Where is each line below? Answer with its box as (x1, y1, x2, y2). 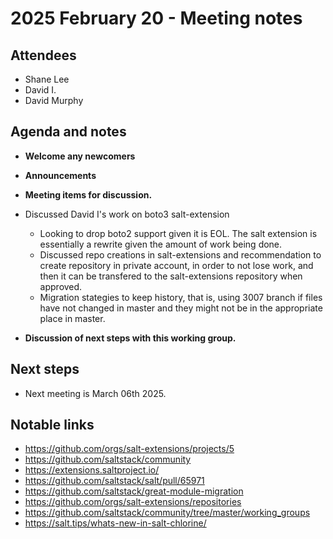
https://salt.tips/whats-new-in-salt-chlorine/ (24, 517, 207, 529)
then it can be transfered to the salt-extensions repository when (39, 270, 303, 282)
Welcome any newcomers (24, 150, 136, 162)
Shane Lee (24, 73, 70, 85)
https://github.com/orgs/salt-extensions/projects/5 (24, 443, 235, 455)
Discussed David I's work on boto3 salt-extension (24, 208, 230, 220)
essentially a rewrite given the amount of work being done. (39, 238, 283, 250)
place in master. (39, 312, 106, 324)
